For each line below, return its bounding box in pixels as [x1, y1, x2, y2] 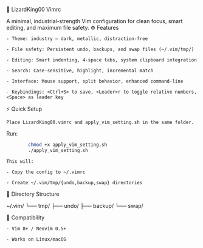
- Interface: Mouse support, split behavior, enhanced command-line [6, 78, 184, 84]
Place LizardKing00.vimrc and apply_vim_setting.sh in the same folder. [6, 119, 194, 125]
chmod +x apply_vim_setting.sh [28, 142, 108, 148]
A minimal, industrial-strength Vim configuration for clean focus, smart [6, 18, 183, 24]
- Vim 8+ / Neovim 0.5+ [6, 226, 67, 232]
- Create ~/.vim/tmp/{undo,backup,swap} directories [6, 179, 143, 185]
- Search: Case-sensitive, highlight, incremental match [6, 67, 154, 74]
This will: [6, 158, 34, 164]
